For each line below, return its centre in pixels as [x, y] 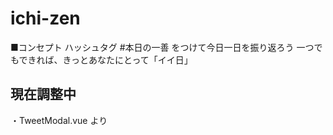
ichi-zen [45, 18]
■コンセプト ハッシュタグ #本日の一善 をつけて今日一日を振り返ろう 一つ [162, 47]
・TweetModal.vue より [59, 120]
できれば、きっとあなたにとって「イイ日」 [105, 59]
